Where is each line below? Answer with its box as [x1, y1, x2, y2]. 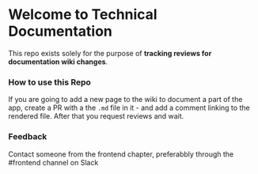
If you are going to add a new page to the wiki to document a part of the [8, 95, 243, 104]
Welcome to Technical [8, 6, 157, 24]
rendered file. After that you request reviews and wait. [8, 112, 184, 121]
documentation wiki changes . [8, 57, 108, 66]
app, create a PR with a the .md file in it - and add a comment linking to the [8, 103, 251, 112]
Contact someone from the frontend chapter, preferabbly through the [8, 149, 234, 159]
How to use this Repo [8, 77, 91, 88]
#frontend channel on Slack [8, 157, 99, 167]
